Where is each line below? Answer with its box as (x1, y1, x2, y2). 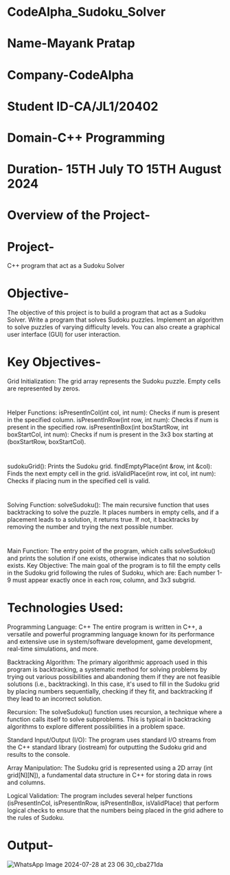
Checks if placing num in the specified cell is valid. (7, 476, 150, 485)
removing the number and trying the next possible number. (7, 522, 174, 531)
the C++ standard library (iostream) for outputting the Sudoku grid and (7, 743, 207, 751)
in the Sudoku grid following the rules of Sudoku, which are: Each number (7, 568, 216, 577)
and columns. (7, 778, 46, 786)
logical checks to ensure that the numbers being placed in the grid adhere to (7, 806, 224, 815)
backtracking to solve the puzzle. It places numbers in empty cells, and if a (7, 508, 219, 516)
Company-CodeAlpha (7, 67, 134, 82)
